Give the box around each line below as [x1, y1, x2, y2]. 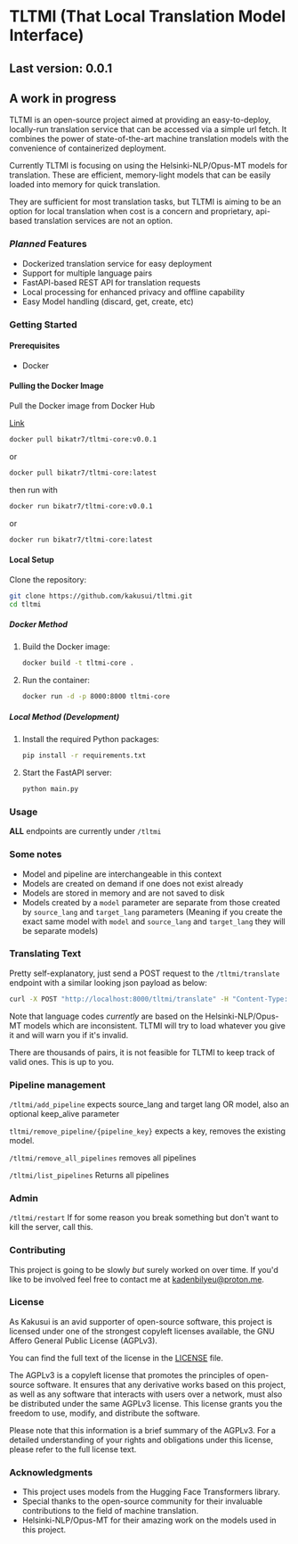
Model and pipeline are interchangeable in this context [21, 868, 222, 879]
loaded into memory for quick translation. [9, 179, 161, 190]
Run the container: [21, 675, 91, 686]
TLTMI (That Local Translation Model [9, 6, 286, 27]
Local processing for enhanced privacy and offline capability [21, 286, 246, 297]
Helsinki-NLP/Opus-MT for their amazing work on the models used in [21, 1515, 278, 1526]
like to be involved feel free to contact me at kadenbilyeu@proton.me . [9, 1274, 265, 1284]
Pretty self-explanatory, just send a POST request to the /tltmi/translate [9, 968, 280, 978]
